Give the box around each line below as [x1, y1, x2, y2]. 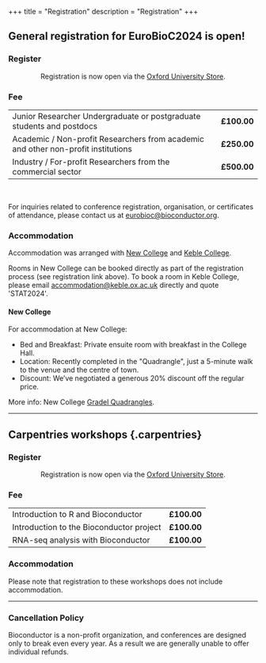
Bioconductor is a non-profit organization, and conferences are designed [8, 630, 247, 640]
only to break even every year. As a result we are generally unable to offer [8, 638, 249, 649]
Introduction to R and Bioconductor [12, 509, 142, 520]
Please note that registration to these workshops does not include [8, 577, 223, 586]
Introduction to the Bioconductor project [12, 522, 161, 533]
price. [19, 382, 40, 392]
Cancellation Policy [8, 612, 85, 623]
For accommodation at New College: [8, 324, 128, 334]
